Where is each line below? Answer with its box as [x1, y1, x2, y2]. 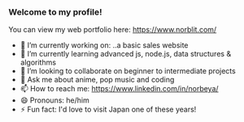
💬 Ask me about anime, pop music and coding [20, 75, 175, 85]
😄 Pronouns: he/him [20, 95, 89, 105]
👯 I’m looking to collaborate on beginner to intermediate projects [20, 66, 236, 76]
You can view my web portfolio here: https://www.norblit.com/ [8, 25, 217, 35]
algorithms [20, 57, 57, 67]
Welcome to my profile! [8, 6, 103, 18]
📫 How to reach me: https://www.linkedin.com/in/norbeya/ [20, 84, 219, 94]
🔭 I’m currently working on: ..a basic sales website [20, 40, 189, 50]
